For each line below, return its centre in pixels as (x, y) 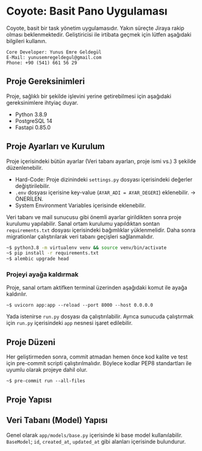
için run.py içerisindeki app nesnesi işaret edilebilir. (69, 323)
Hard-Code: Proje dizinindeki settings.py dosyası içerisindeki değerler (104, 179)
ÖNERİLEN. (29, 198)
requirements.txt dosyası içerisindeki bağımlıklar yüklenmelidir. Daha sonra (101, 230)
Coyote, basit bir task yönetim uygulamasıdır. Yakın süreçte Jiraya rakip (96, 28)
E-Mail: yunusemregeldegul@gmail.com (54, 57)
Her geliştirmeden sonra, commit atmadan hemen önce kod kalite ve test (97, 357)
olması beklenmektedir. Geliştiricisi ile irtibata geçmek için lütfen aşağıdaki (99, 34)
